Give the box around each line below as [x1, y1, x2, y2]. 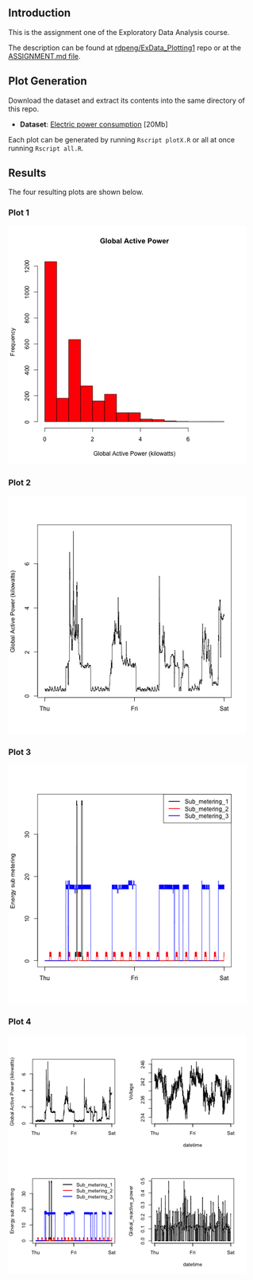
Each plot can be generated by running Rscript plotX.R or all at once [8, 134, 236, 144]
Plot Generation [8, 75, 87, 88]
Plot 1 [8, 207, 29, 218]
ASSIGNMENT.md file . [8, 51, 81, 60]
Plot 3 [8, 746, 32, 757]
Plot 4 [8, 1016, 32, 1027]
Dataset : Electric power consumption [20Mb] [19, 119, 168, 129]
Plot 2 [8, 477, 32, 488]
